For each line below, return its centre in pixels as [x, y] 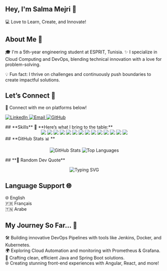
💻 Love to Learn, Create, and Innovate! [46, 22]
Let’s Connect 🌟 [30, 96]
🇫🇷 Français [19, 204]
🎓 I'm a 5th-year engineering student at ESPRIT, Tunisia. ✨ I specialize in [81, 52]
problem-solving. [23, 64]
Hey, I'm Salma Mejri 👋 [41, 9]
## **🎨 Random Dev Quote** [35, 160]
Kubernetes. [18, 245]
